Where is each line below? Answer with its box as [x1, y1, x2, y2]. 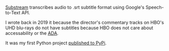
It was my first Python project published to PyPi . [5, 40, 107, 46]
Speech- [145, 5, 164, 10]
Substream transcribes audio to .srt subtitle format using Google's [5, 5, 145, 10]
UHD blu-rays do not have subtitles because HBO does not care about [5, 25, 154, 31]
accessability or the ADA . [5, 30, 59, 36]
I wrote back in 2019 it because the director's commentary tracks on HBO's [5, 20, 164, 25]
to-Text [5, 10, 20, 16]
